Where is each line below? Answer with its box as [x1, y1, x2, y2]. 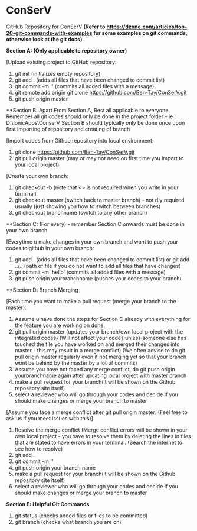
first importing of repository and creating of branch [6, 125, 130, 132]
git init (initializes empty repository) [14, 70, 101, 77]
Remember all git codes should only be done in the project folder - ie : [6, 113, 176, 120]
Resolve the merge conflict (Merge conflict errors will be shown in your [14, 426, 188, 433]
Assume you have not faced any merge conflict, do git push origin [14, 365, 175, 373]
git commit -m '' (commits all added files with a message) [14, 82, 155, 89]
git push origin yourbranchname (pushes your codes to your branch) [14, 274, 182, 281]
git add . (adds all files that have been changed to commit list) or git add [14, 255, 190, 263]
